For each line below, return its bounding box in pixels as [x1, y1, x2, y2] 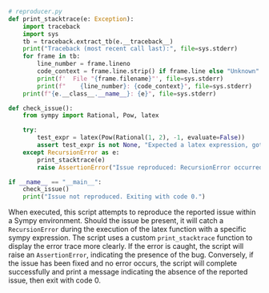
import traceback [22, 22, 81, 31]
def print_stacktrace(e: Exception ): [8, 14, 134, 23]
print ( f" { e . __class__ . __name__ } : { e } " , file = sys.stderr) [22, 89, 217, 98]
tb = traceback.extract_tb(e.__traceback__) [22, 37, 174, 46]
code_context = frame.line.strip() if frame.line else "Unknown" [37, 67, 260, 75]
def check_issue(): [8, 104, 74, 112]
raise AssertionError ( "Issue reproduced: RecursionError [37, 163, 231, 172]
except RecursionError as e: [22, 149, 120, 157]
